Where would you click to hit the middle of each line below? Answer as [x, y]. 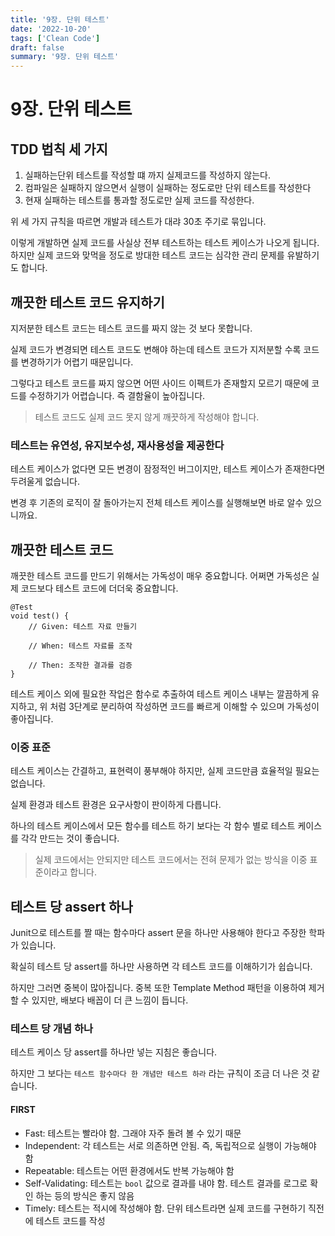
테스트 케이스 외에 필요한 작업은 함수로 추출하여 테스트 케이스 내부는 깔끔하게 [160, 694]
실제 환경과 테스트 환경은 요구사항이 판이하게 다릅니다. [116, 805]
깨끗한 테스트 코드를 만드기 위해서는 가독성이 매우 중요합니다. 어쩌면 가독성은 [160, 576]
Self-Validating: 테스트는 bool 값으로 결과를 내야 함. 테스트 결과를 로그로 [166, 1183]
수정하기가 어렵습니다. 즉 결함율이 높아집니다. [117, 395]
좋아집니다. [32, 719]
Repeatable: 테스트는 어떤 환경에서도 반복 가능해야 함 [129, 1170]
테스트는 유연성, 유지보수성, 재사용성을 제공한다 [117, 445]
